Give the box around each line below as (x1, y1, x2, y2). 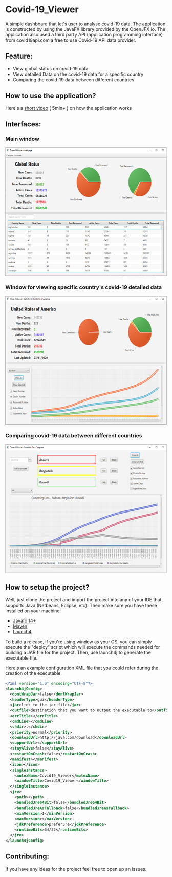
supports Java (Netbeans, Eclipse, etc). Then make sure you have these (5, 602, 157, 608)
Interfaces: (5, 120, 41, 129)
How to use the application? (5, 92, 96, 100)
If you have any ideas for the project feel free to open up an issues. (5, 866, 147, 872)
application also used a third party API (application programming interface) (5, 31, 163, 38)
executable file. (5, 654, 38, 661)
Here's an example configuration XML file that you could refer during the (5, 665, 159, 671)
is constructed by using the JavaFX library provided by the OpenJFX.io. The (5, 26, 165, 32)
